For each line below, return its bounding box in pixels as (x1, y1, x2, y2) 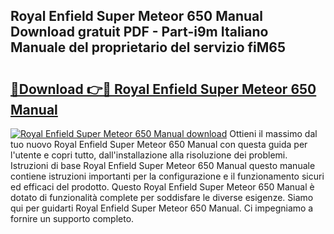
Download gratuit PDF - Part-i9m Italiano (10, 24, 269, 41)
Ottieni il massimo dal (229, 128, 318, 139)
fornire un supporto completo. (10, 213, 135, 224)
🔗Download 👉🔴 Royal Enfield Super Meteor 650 (10, 80, 317, 98)
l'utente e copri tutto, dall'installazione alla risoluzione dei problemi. (10, 149, 288, 161)
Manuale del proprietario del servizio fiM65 (10, 39, 286, 56)
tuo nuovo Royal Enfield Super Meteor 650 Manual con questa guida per (10, 139, 308, 150)
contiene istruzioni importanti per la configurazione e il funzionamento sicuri (10, 170, 325, 182)
